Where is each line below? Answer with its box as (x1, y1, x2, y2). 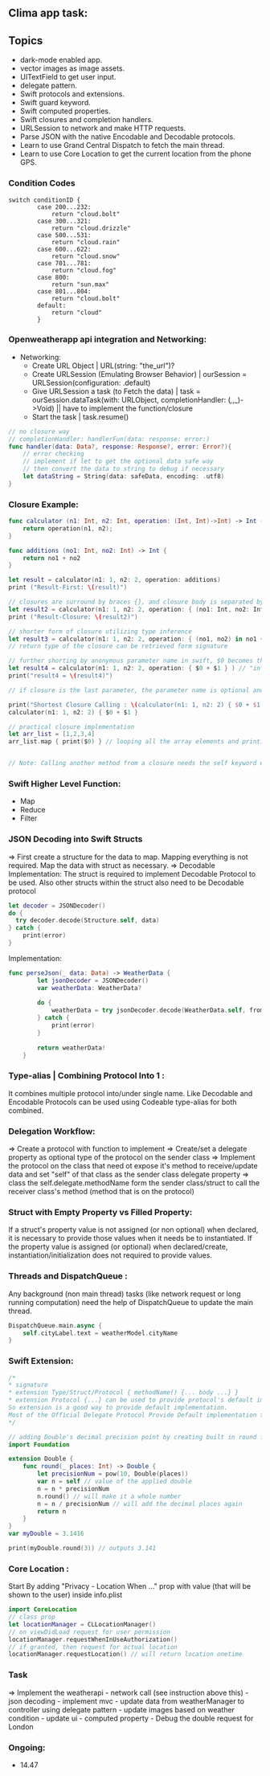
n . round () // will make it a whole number (37, 1492, 182, 1500)
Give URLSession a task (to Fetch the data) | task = (31, 386, 201, 396)
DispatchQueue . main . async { (8, 1321, 103, 1329)
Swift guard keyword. (19, 98, 91, 108)
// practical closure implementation (8, 722, 135, 730)
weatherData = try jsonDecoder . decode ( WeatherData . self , (51, 1006, 247, 1015)
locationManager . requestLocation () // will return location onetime (8, 1651, 243, 1659)
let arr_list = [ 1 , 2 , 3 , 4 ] (8, 730, 95, 739)
